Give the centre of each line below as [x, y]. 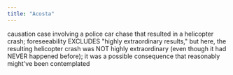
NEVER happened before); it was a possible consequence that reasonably [114, 56]
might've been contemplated [49, 63]
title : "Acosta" [31, 14]
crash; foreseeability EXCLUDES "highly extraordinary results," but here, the [117, 41]
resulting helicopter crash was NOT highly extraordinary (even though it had [117, 48]
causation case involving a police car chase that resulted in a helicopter [111, 34]
